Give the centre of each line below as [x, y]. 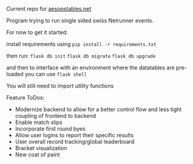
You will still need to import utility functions [60, 86]
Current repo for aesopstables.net [49, 9]
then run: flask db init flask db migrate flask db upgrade [81, 56]
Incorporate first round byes [50, 129]
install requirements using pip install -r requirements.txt [81, 44]
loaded [15, 74]
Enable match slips [39, 122]
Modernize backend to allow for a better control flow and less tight [98, 109]
